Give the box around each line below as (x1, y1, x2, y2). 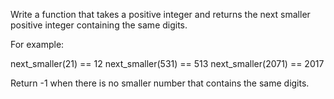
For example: (10, 39, 65, 50)
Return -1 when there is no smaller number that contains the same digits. (10, 77, 310, 89)
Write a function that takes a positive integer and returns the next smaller (10, 9, 311, 20)
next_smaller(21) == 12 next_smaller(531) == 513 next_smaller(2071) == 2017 (10, 58, 325, 69)
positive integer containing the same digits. (10, 19, 188, 31)
